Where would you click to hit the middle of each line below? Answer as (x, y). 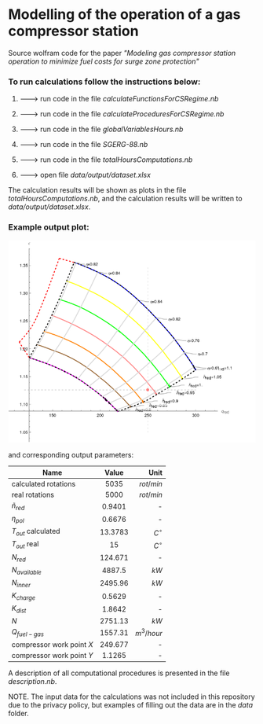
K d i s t (19, 609)
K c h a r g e (24, 596)
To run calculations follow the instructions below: (104, 82)
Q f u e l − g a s (28, 632)
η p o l (18, 519)
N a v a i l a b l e (26, 570)
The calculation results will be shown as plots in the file (97, 190)
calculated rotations (44, 483)
